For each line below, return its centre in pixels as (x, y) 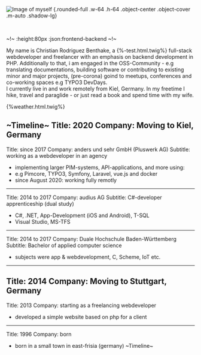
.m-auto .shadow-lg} (32, 16)
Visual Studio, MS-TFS (42, 221)
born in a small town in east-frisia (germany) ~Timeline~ (84, 345)
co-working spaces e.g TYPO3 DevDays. (57, 82)
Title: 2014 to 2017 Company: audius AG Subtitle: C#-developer (84, 197)
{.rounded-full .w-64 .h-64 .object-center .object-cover (122, 9)
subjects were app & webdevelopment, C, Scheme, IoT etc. (88, 257)
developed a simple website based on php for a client (81, 317)
